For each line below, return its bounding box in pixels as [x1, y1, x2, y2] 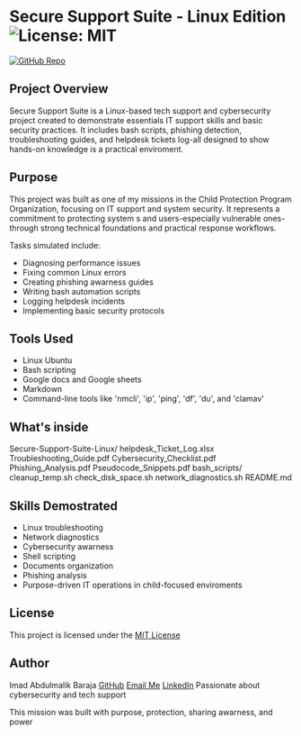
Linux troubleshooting [22, 522, 103, 532]
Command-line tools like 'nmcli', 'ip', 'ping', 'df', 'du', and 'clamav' [22, 394, 265, 404]
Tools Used [9, 331, 74, 346]
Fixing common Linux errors [22, 267, 127, 277]
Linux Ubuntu [22, 355, 73, 366]
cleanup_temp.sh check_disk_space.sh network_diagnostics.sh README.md [9, 472, 292, 483]
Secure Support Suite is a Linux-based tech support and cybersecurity [9, 105, 271, 116]
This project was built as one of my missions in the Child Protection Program [9, 194, 292, 204]
